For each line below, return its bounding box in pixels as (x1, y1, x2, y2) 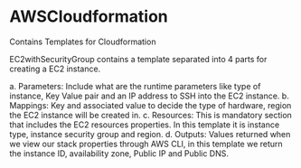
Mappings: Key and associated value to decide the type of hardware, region (9, 99, 292, 110)
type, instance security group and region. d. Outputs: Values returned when (9, 128, 291, 139)
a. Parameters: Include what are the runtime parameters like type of (9, 80, 261, 91)
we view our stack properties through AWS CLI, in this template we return (9, 138, 283, 149)
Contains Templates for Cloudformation (9, 36, 156, 47)
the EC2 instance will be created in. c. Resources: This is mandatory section (9, 109, 292, 120)
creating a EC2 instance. (9, 63, 101, 74)
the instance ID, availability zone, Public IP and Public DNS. (9, 147, 229, 159)
